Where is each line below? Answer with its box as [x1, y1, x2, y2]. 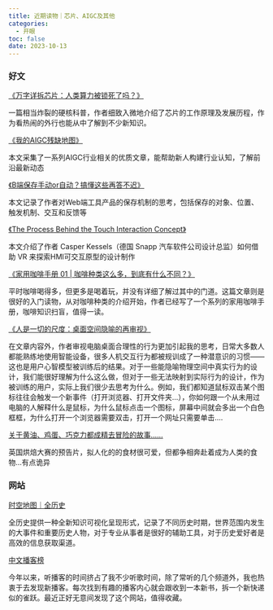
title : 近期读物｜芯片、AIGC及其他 [8, 11, 115, 20]
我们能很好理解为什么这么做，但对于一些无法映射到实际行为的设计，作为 [22, 372, 265, 382]
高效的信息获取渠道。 [8, 538, 80, 547]
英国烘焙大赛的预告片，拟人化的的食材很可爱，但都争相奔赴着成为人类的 [8, 447, 250, 457]
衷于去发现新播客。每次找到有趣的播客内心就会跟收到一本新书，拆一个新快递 [8, 582, 265, 592]
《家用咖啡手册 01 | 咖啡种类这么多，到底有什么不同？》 [8, 270, 195, 279]
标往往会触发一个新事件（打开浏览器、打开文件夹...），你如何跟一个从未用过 [8, 393, 261, 402]
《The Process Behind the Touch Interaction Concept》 [8, 225, 187, 235]
